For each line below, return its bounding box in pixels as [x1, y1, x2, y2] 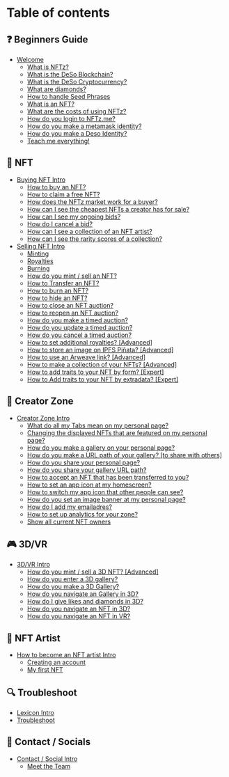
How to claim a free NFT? [26, 190, 100, 198]
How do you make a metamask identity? [26, 122, 142, 130]
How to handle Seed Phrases [26, 93, 111, 100]
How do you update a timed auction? [26, 323, 133, 331]
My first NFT [26, 666, 63, 674]
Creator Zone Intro [16, 414, 70, 422]
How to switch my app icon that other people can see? [26, 487, 184, 496]
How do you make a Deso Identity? [26, 129, 127, 137]
